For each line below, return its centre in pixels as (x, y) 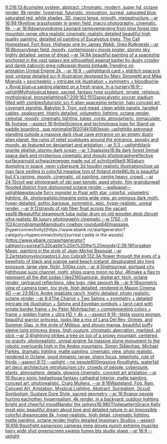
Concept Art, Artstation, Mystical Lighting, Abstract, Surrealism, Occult (78, 388)
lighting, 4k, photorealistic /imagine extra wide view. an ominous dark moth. (82, 198)
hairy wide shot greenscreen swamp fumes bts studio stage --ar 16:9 (76, 431)
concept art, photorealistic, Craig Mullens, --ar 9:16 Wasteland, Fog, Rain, (80, 383)
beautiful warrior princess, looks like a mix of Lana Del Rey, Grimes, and (79, 319)
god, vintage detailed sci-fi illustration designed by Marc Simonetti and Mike (83, 76)
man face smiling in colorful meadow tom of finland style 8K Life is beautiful (82, 171)
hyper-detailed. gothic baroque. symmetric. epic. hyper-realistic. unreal (79, 203)
